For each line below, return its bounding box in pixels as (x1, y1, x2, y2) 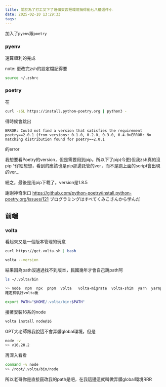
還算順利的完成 (5, 55, 36, 61)
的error (5, 146, 20, 152)
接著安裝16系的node (5, 309, 46, 315)
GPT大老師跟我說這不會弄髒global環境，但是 (5, 328, 96, 334)
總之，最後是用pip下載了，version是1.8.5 (5, 179, 88, 185)
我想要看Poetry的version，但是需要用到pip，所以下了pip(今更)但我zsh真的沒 (5, 156, 161, 162)
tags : (5, 16, 16, 21)
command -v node (5, 362, 39, 367)
